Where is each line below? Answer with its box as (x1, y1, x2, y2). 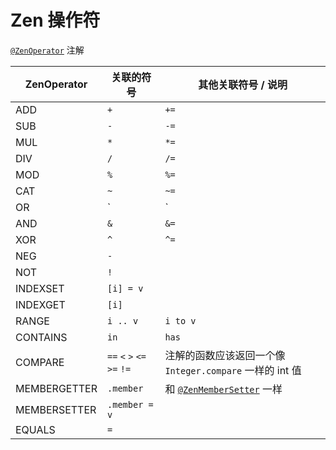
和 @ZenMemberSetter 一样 (164, 382, 283, 396)
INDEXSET (15, 281, 65, 295)
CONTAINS (15, 330, 68, 344)
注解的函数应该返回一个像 (164, 348, 286, 362)
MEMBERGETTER (15, 381, 98, 395)
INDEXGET (15, 297, 66, 311)
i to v (164, 315, 197, 326)
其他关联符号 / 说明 (198, 77, 288, 91)
